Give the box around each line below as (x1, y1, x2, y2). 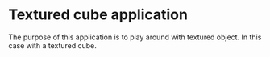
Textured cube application (8, 6, 188, 24)
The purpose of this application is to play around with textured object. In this (8, 32, 262, 42)
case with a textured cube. (8, 40, 97, 50)
